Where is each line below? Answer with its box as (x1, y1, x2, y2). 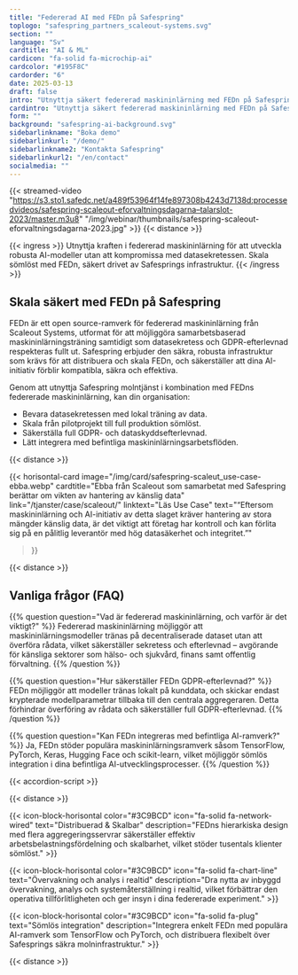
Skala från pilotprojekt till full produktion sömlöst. (21, 418, 201, 429)
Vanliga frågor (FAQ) (9, 588, 125, 603)
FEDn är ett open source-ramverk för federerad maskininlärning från (9, 318, 259, 329)
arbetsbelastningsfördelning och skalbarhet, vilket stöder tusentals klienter (9, 838, 283, 849)
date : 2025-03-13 (9, 79, 74, 88)
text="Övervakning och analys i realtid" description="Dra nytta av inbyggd (9, 875, 281, 885)
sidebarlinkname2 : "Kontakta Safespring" (9, 144, 165, 153)
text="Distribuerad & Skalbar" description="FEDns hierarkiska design (35, 820, 288, 830)
